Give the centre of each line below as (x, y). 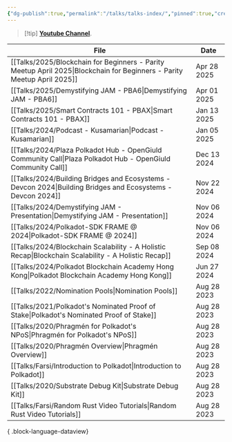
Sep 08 (207, 247)
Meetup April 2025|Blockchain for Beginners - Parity (97, 70)
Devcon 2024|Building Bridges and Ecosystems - (91, 187)
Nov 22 (208, 182)
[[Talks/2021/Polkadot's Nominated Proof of (83, 306)
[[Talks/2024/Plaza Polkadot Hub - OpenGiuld (86, 150)
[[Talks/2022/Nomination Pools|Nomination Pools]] (94, 291)
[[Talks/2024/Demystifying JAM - (66, 206)
